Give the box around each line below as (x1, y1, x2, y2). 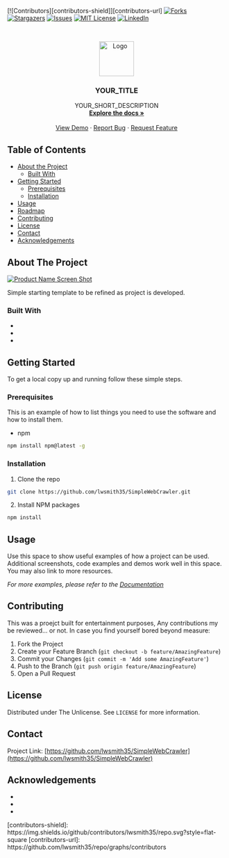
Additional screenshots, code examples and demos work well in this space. (7, 559, 222, 568)
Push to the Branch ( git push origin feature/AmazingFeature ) (17, 662, 196, 670)
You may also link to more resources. (7, 567, 113, 575)
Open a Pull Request (17, 669, 76, 678)
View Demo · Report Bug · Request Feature (55, 124, 178, 132)
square (7, 836, 28, 844)
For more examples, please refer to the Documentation (7, 580, 164, 589)
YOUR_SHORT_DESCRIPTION (74, 102, 159, 110)
